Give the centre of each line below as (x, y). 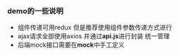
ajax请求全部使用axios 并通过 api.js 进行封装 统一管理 (94, 36)
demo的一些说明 (35, 10)
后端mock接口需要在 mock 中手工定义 (71, 45)
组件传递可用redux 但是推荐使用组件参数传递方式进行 (95, 28)
